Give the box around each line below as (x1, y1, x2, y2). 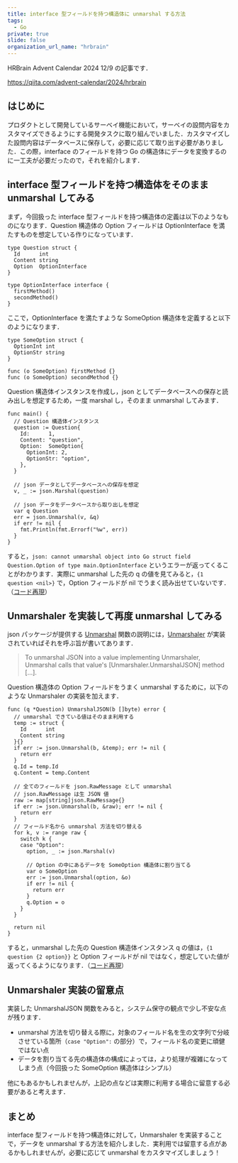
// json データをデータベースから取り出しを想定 (13, 501, 140, 508)
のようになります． (7, 322, 64, 331)
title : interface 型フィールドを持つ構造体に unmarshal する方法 (7, 10, 186, 18)
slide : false (7, 37, 46, 44)
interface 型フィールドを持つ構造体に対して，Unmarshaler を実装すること (7, 1130, 223, 1140)
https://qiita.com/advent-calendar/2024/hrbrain (7, 78, 147, 86)
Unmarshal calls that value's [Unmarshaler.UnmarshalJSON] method (24, 661, 225, 670)
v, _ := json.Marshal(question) (13, 487, 110, 494)
